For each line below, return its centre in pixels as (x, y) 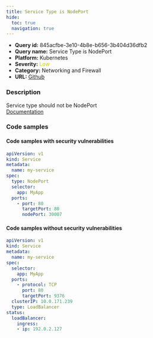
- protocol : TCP (37, 285)
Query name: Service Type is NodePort (63, 52)
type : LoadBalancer (36, 307)
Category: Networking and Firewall (58, 71)
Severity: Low (32, 64)
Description (23, 92)
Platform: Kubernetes (41, 58)
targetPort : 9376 (43, 296)
